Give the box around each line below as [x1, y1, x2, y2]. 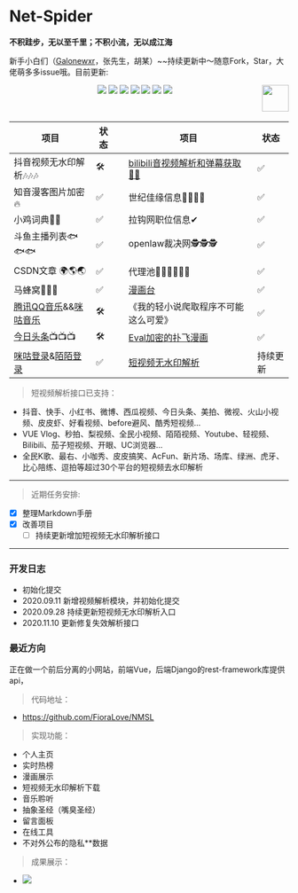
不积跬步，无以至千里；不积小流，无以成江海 [9, 36, 173, 47]
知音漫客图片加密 [13, 185, 86, 198]
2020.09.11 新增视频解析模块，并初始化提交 [21, 596, 180, 607]
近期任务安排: [30, 489, 81, 499]
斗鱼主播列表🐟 [13, 230, 78, 242]
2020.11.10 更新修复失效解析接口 [21, 618, 139, 629]
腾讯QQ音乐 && [13, 300, 75, 312]
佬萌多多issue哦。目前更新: [9, 67, 109, 77]
